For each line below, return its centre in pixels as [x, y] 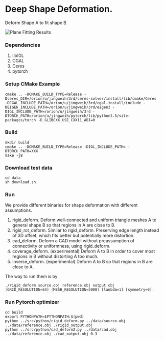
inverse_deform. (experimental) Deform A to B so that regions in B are [82, 262]
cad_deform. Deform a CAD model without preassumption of [73, 241]
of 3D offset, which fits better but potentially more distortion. [73, 236]
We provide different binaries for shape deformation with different [71, 205]
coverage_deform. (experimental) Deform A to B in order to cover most [83, 251]
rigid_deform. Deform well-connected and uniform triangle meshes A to [84, 220]
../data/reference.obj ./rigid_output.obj [49, 325]
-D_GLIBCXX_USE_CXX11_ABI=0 [67, 120]
